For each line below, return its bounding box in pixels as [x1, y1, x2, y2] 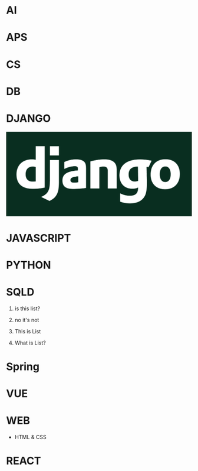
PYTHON [6, 258, 51, 272]
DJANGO [6, 112, 51, 125]
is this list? [14, 305, 40, 312]
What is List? [14, 339, 46, 346]
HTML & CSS [14, 434, 47, 441]
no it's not [14, 316, 39, 323]
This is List [14, 327, 41, 334]
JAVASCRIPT [6, 231, 71, 245]
